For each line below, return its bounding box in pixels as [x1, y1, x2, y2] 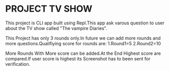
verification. [5, 61, 31, 67]
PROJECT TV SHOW [5, 3, 93, 15]
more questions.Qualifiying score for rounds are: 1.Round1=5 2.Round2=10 [5, 40, 161, 46]
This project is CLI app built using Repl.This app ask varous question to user [5, 20, 164, 26]
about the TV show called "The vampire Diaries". [5, 25, 107, 31]
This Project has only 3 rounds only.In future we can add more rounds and [5, 35, 161, 41]
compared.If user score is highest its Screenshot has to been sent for [5, 55, 151, 61]
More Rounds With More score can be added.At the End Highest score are [5, 50, 161, 56]
